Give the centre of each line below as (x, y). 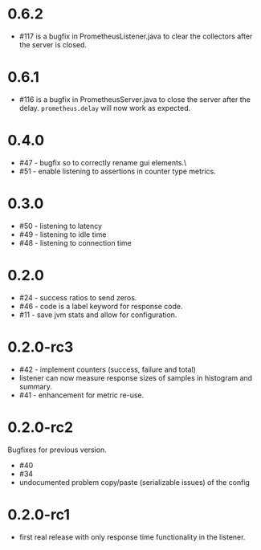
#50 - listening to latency (60, 226)
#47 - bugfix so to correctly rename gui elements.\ (103, 162)
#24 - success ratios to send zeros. (78, 297)
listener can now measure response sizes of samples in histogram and (136, 377)
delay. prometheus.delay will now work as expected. (105, 108)
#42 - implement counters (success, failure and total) (107, 369)
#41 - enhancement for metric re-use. (82, 395)
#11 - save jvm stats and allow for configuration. (98, 315)
